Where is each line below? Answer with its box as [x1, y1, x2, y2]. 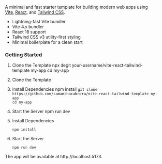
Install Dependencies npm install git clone [12, 86, 98, 92]
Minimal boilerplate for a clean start [12, 39, 83, 45]
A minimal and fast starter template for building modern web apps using [5, 4, 148, 10]
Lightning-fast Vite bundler [12, 19, 66, 24]
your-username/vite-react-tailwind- [72, 63, 143, 68]
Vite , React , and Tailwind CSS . [5, 9, 65, 15]
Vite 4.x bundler [12, 24, 44, 30]
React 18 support [12, 29, 46, 34]
